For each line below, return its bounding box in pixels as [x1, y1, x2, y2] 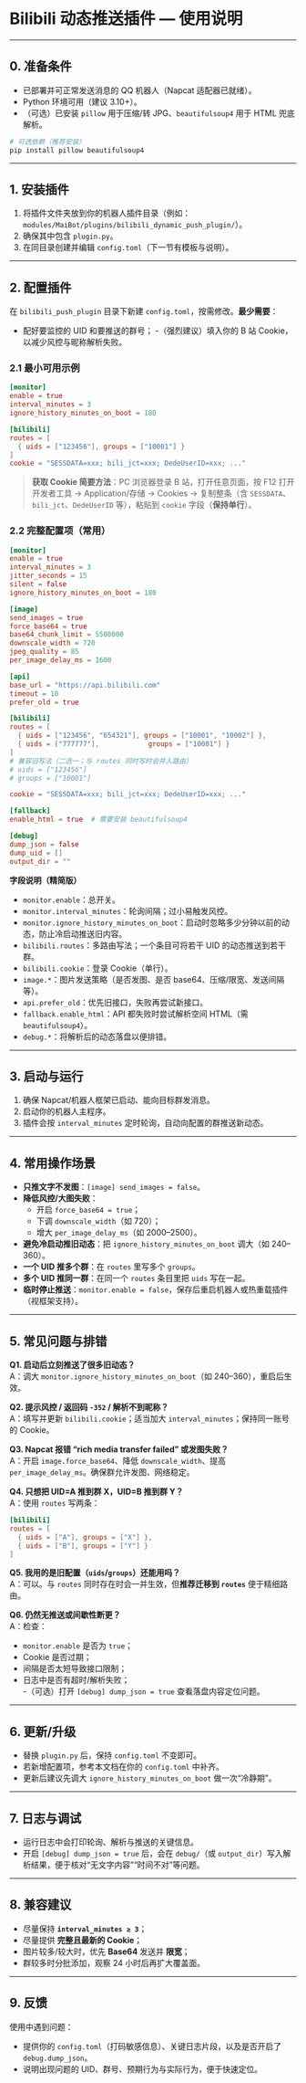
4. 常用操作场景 [9, 1155, 96, 1171]
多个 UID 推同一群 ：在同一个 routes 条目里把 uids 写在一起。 [22, 1273, 250, 1284]
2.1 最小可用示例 [9, 362, 80, 374]
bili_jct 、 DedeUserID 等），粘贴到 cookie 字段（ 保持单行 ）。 [31, 500, 257, 510]
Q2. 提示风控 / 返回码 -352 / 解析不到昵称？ [9, 1402, 169, 1413]
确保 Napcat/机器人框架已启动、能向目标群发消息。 [22, 1095, 216, 1106]
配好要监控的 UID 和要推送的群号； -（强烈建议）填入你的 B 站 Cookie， [22, 325, 293, 336]
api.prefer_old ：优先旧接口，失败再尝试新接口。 [22, 996, 209, 1007]
